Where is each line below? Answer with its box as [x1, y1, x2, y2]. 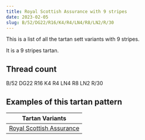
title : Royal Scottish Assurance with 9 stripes [6, 8, 127, 15]
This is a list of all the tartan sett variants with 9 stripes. [6, 36, 140, 43]
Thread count [6, 64, 57, 74]
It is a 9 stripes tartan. [6, 47, 59, 54]
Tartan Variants [22, 114, 66, 122]
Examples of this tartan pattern [6, 96, 122, 106]
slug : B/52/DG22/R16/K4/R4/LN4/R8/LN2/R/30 [6, 19, 114, 25]
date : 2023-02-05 [6, 14, 49, 20]
